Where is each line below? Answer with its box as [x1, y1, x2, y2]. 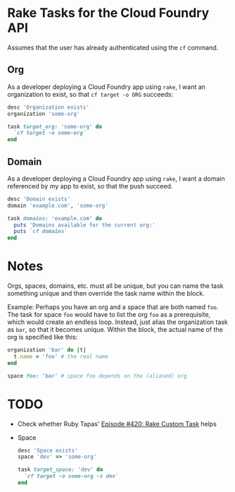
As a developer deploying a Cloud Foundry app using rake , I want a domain [7, 174, 225, 183]
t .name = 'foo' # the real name [13, 353, 109, 360]
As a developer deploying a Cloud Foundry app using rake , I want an [7, 83, 206, 91]
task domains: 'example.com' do [7, 215, 102, 222]
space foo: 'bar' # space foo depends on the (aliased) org [7, 372, 188, 379]
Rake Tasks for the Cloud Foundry [7, 5, 210, 21]
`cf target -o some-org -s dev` [24, 473, 119, 480]
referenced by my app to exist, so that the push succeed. [7, 181, 173, 190]
